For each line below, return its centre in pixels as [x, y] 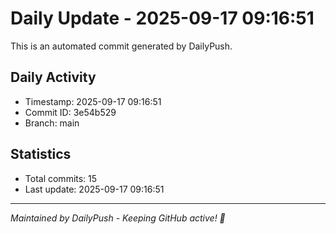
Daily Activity [53, 77]
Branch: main [52, 123]
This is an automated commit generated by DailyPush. [121, 46]
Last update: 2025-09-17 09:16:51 [94, 189]
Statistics [41, 154]
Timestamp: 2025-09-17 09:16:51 [93, 101]
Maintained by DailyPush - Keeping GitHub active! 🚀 [118, 218]
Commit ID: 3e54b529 [70, 112]
